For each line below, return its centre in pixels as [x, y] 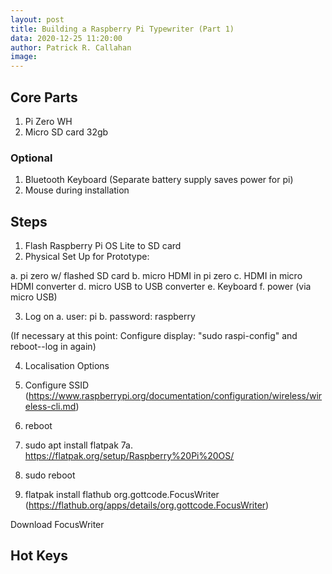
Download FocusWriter [57, 525]
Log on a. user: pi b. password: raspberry [110, 317]
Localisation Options [67, 366]
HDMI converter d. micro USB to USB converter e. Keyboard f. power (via [161, 287]
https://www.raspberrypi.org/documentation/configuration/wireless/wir [175, 396]
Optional [31, 158]
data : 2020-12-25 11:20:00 [66, 38]
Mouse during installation [77, 190]
